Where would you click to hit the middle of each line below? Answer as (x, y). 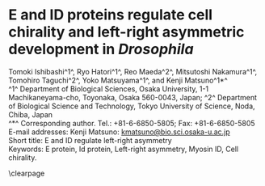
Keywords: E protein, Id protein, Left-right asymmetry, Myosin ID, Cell (124, 149)
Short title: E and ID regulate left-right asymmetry (90, 140)
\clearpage (27, 173)
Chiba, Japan (31, 114)
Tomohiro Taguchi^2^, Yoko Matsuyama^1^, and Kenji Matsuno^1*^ (118, 80)
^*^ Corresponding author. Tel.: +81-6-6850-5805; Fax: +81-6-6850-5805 (132, 123)
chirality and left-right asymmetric (126, 32)
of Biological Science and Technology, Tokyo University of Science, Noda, (132, 106)
